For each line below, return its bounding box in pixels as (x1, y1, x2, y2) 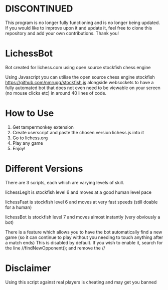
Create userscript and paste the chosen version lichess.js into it (12, 129, 144, 135)
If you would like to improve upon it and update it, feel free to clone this (5, 25, 152, 31)
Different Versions (5, 163, 83, 174)
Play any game (12, 140, 44, 146)
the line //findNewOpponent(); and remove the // (5, 245, 105, 251)
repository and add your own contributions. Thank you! (5, 30, 119, 36)
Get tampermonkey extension (12, 124, 74, 130)
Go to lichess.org (12, 135, 48, 141)
